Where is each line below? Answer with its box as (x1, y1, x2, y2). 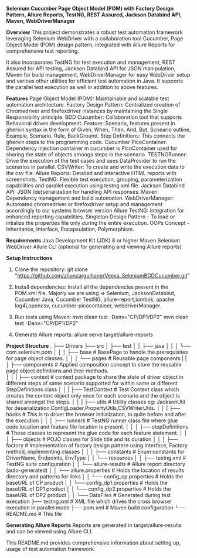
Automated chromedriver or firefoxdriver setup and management (6, 201, 163, 207)
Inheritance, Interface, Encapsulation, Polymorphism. (6, 225, 134, 232)
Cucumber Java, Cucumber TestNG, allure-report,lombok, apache (14, 296, 175, 303)
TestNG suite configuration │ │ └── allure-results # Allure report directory (6, 461, 186, 467)
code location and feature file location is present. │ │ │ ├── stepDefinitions (6, 423, 189, 430)
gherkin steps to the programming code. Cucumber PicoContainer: (6, 139, 168, 145)
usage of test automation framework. (6, 546, 96, 552)
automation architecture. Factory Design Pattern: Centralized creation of (6, 101, 181, 108)
